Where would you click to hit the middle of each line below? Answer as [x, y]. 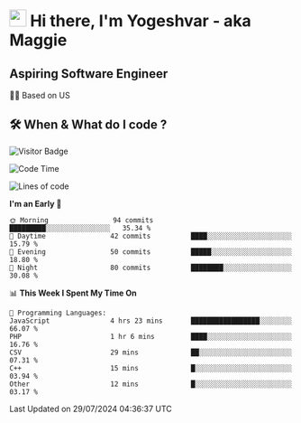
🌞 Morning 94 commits [82, 220]
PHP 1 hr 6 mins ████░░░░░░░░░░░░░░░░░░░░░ [151, 336]
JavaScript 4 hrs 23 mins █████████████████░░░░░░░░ [151, 321]
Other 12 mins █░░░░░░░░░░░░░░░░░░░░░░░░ [151, 384]
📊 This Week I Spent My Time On [73, 293]
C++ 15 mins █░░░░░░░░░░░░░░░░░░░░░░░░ [151, 368]
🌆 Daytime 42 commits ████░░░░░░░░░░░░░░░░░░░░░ [151, 236]
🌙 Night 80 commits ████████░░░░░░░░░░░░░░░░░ [151, 268]
